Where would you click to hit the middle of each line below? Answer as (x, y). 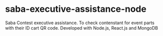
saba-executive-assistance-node (76, 9)
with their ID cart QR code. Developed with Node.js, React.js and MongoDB (82, 28)
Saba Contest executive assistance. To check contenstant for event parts (80, 23)
